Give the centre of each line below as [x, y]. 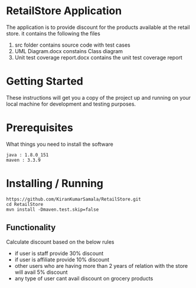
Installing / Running [55, 184]
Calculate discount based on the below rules [60, 242]
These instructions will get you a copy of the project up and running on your [98, 97]
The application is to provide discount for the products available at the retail [98, 27]
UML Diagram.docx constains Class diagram [68, 51]
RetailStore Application [64, 11]
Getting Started [45, 81]
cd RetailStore [25, 204]
